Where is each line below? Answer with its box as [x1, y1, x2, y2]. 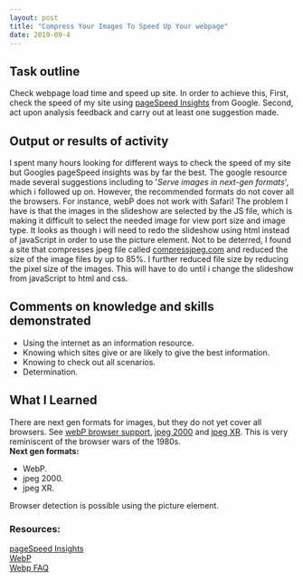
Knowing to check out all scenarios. [22, 356, 156, 367]
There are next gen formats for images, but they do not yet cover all [9, 416, 262, 427]
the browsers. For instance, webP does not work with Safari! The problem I [9, 196, 289, 207]
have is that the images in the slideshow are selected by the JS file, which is [9, 206, 293, 216]
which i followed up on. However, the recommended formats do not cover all [9, 187, 294, 197]
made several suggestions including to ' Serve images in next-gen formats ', [9, 177, 289, 187]
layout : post [9, 13, 59, 23]
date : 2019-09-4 [9, 30, 71, 39]
